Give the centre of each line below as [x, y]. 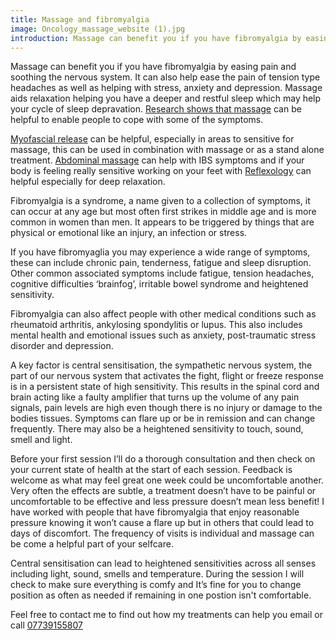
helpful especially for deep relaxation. [88, 182]
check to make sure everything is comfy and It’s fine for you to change [156, 585]
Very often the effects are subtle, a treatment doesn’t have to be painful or [163, 491]
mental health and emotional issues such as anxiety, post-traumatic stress [163, 335]
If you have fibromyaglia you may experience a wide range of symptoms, [160, 252]
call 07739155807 [46, 625]
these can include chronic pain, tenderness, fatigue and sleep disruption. [161, 263]
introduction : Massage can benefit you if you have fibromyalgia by [156, 38]
